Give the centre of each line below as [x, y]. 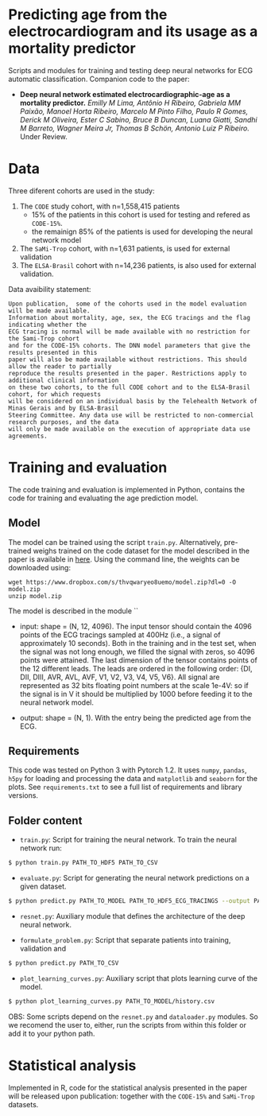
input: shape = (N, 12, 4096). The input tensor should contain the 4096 [135, 626]
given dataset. [43, 887]
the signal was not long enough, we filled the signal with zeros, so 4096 [137, 651]
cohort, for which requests [55, 394]
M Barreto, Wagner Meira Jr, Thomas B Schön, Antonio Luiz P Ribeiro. [135, 128]
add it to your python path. [52, 1033]
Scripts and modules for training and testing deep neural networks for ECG [130, 70]
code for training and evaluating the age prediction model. [103, 498]
